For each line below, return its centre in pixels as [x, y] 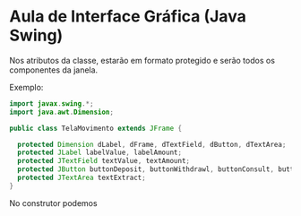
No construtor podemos [53, 203]
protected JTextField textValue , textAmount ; [104, 161]
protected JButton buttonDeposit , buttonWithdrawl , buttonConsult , [146, 169]
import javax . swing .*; [52, 104]
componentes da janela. [54, 70]
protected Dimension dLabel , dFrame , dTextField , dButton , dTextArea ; [152, 144]
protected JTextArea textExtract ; [82, 178]
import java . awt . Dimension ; [62, 112]
